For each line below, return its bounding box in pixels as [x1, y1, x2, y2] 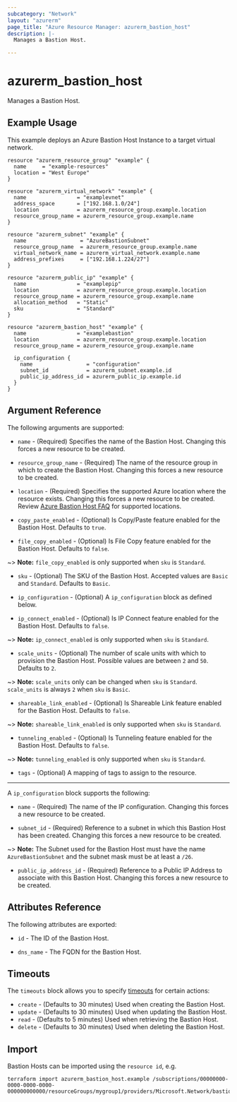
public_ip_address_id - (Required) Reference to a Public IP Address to [17, 866, 223, 874]
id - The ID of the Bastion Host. [17, 933, 109, 942]
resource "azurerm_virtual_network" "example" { [7, 188, 153, 195]
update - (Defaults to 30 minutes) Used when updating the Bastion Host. [17, 1007, 227, 1017]
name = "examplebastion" [13, 330, 134, 337]
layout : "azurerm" [7, 17, 61, 24]
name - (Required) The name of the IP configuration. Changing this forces [17, 802, 229, 810]
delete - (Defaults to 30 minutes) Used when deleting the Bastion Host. [17, 1023, 225, 1031]
